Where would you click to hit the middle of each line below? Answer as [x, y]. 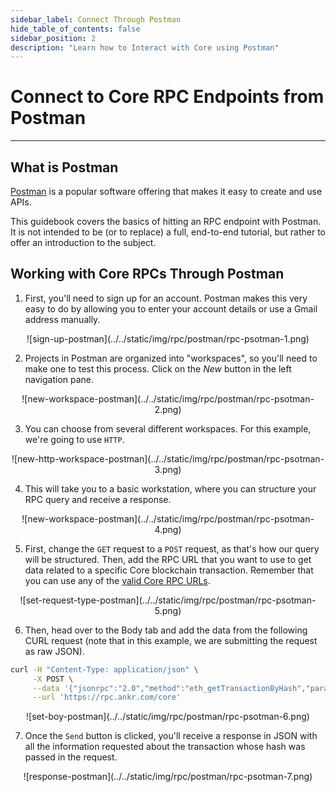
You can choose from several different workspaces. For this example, [168, 428]
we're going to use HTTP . [74, 439]
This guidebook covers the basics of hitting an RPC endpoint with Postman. [166, 221]
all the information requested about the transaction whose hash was [165, 747]
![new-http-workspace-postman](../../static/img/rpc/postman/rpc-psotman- [168, 458]
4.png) [168, 529]
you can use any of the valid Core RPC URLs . [117, 580]
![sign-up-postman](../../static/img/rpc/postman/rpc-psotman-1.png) [168, 338]
